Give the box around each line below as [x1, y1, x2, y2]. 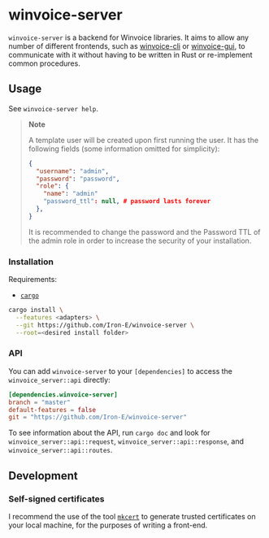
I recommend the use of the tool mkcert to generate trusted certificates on [8, 512, 256, 522]
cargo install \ [8, 306, 63, 315]
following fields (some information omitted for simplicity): [28, 144, 220, 154]
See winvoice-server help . [8, 103, 99, 113]
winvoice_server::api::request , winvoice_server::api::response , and [8, 436, 245, 446]
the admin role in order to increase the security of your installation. [28, 236, 252, 245]
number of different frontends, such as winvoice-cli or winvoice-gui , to [8, 41, 245, 50]
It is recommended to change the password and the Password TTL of [28, 227, 261, 236]
